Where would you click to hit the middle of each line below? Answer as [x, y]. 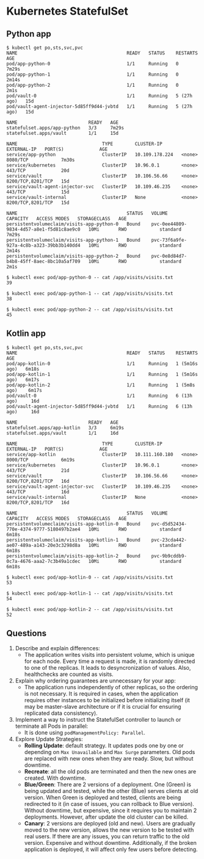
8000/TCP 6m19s [41, 460]
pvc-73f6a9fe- [169, 240]
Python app [29, 34]
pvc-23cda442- [169, 540]
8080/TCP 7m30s [41, 160]
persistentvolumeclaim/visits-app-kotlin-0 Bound [73, 524]
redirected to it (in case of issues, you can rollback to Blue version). [109, 803]
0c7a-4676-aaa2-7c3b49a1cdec [43, 561]
